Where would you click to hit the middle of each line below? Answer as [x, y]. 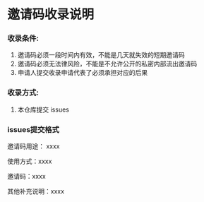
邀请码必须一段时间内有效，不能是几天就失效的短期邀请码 [101, 55]
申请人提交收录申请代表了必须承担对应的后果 [83, 73]
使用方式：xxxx [30, 161]
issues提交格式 [34, 129]
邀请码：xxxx [26, 177]
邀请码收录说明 [51, 14]
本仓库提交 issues [43, 109]
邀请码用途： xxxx [34, 146]
